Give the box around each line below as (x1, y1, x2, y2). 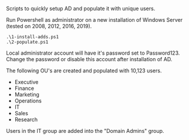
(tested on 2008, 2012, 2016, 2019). (6, 23, 92, 29)
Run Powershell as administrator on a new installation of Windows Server (6, 16, 183, 23)
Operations (14, 97, 42, 104)
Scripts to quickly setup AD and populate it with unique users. (6, 5, 156, 12)
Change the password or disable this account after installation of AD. (6, 56, 173, 62)
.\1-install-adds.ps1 (6, 34, 59, 40)
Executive (14, 79, 39, 85)
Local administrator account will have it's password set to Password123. (6, 49, 180, 56)
